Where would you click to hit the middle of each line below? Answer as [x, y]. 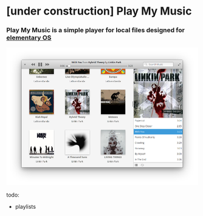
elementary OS [29, 38]
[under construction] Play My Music [99, 11]
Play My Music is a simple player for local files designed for [96, 30]
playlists [26, 207]
